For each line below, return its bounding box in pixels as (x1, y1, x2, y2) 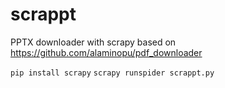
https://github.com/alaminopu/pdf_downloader (10, 46, 203, 58)
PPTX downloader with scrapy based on (10, 36, 177, 48)
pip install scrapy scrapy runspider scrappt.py (10, 68, 215, 78)
